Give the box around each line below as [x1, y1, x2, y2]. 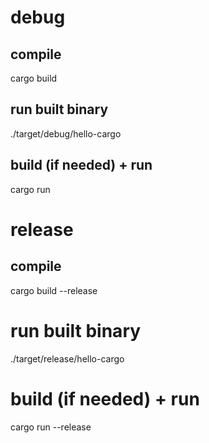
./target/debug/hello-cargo [10, 127, 122, 140]
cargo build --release [10, 284, 98, 296]
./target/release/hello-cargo [10, 352, 125, 365]
